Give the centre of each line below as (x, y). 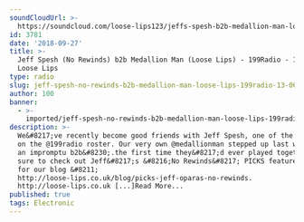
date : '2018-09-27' (46, 43)
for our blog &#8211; (58, 169)
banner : (24, 102)
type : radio (32, 77)
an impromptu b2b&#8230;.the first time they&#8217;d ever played (145, 152)
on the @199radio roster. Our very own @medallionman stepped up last (153, 144)
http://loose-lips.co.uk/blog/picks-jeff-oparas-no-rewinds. (135, 178)
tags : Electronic (42, 203)
